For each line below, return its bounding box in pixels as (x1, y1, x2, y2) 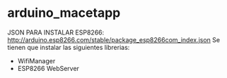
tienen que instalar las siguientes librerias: (7, 43, 130, 51)
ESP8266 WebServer (17, 64, 80, 72)
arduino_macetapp (7, 5, 121, 21)
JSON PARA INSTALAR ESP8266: (7, 28, 105, 37)
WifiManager (17, 56, 56, 65)
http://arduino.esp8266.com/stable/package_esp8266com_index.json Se (7, 35, 221, 44)
